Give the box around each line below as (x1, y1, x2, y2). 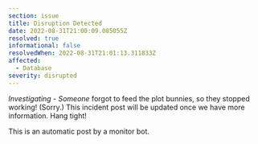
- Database (15, 64, 52, 72)
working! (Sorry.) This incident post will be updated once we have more (8, 102, 245, 112)
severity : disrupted (8, 72, 78, 80)
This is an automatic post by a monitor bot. (8, 126, 150, 136)
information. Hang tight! (8, 110, 87, 121)
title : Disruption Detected (8, 19, 103, 27)
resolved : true (8, 34, 59, 43)
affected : (8, 57, 42, 65)
